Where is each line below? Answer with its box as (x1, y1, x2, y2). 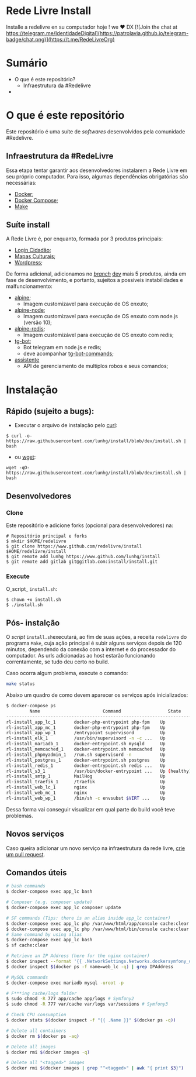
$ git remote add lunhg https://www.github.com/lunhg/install (6, 554, 160, 560)
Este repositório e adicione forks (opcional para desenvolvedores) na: (6, 522, 174, 529)
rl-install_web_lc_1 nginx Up (6, 784, 166, 790)
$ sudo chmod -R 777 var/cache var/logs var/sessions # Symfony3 (6, 1002, 168, 1007)
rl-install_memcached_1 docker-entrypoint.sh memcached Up (6, 746, 166, 752)
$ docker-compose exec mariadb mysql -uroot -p (6, 980, 124, 986)
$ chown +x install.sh (6, 597, 61, 603)
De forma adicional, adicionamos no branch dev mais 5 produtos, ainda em (6, 270, 187, 277)
